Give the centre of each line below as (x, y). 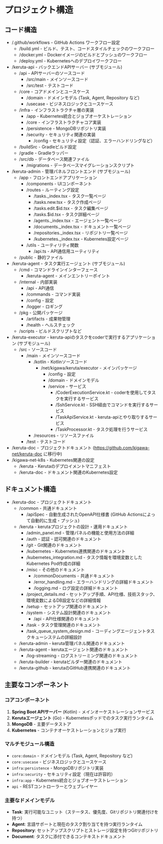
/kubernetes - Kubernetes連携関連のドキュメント (76, 551)
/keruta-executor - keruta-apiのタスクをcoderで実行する (69, 337)
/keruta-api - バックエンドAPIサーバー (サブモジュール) (67, 67)
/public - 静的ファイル (41, 257)
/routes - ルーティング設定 (53, 190)
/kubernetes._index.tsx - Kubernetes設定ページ (81, 239)
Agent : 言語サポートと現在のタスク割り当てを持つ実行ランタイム (77, 824)
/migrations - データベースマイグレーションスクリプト (81, 165)
